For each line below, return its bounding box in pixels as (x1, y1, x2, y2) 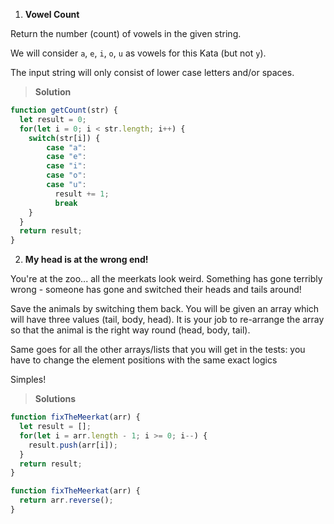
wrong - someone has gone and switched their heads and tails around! (10, 284, 302, 296)
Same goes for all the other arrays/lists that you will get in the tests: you (10, 344, 306, 356)
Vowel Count (24, 9, 80, 20)
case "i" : (46, 161, 87, 171)
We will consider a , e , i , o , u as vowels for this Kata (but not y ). (10, 47, 267, 59)
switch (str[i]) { (28, 133, 101, 143)
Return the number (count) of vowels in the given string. (10, 28, 242, 39)
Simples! (10, 374, 47, 386)
